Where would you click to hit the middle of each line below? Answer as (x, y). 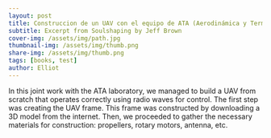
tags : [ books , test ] (43, 61)
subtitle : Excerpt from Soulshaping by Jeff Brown (95, 30)
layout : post (30, 16)
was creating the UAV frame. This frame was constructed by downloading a (134, 108)
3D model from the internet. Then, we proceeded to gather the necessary (130, 116)
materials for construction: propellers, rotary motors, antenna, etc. (118, 124)
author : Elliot (34, 68)
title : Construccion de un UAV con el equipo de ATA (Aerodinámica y (128, 23)
